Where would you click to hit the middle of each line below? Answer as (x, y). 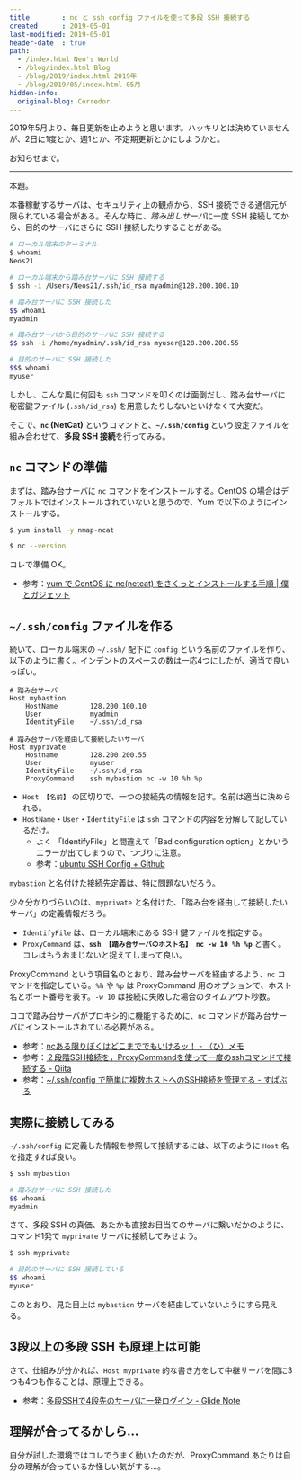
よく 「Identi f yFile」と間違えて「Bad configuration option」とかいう (162, 842)
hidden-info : (34, 93)
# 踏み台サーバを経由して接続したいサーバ (77, 740)
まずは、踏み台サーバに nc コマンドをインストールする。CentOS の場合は (145, 490)
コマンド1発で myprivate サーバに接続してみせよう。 (106, 1236)
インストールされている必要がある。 (92, 1027)
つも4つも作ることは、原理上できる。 (79, 1381)
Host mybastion (38, 699)
